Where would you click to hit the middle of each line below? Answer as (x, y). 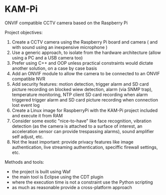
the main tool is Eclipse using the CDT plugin (58, 177)
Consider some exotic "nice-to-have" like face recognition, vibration (82, 121)
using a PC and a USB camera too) (47, 57)
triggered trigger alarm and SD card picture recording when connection (85, 99)
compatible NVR (29, 79)
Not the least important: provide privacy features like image (73, 142)
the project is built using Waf (41, 171)
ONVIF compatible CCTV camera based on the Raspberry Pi (66, 23)
